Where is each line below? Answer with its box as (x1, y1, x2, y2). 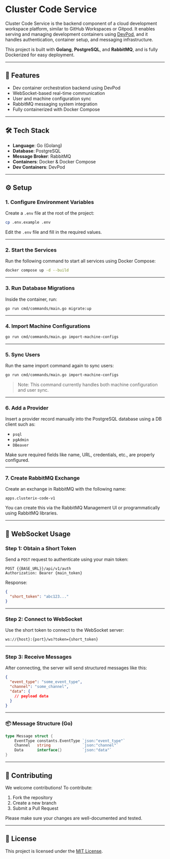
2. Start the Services (5, 247, 57, 254)
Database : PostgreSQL (12, 148, 61, 154)
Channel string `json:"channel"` (14, 743, 119, 748)
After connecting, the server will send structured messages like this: (5, 665, 148, 671)
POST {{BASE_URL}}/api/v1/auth (5, 566, 71, 571)
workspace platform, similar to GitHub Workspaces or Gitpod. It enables (5, 25, 155, 31)
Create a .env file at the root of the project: (5, 210, 95, 216)
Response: (5, 579, 28, 586)
